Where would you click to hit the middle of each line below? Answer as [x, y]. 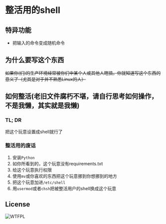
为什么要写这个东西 [35, 60]
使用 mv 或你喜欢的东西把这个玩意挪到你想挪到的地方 [65, 176]
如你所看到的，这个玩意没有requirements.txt [58, 163]
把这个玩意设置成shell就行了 [34, 132]
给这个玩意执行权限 [32, 170]
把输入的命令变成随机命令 [39, 43]
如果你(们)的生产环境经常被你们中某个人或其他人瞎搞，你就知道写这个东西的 [83, 73]
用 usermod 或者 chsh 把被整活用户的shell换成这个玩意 [64, 188]
